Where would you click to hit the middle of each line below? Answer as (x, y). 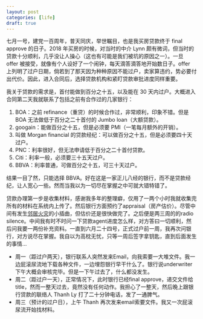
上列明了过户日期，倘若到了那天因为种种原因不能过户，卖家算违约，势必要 (99, 71)
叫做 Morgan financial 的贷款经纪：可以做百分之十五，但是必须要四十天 (104, 135)
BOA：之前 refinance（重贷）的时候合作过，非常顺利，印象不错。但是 (102, 112)
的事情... (17, 244)
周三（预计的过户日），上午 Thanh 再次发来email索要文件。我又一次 (98, 302)
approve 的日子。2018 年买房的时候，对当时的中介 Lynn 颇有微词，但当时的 (100, 48)
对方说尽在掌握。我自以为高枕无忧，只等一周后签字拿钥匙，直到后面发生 (107, 236)
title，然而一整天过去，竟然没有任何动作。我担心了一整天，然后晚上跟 (101, 287)
